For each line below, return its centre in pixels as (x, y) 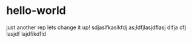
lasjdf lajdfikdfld (26, 33)
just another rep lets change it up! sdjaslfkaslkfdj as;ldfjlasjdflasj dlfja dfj (96, 27)
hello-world (36, 11)
